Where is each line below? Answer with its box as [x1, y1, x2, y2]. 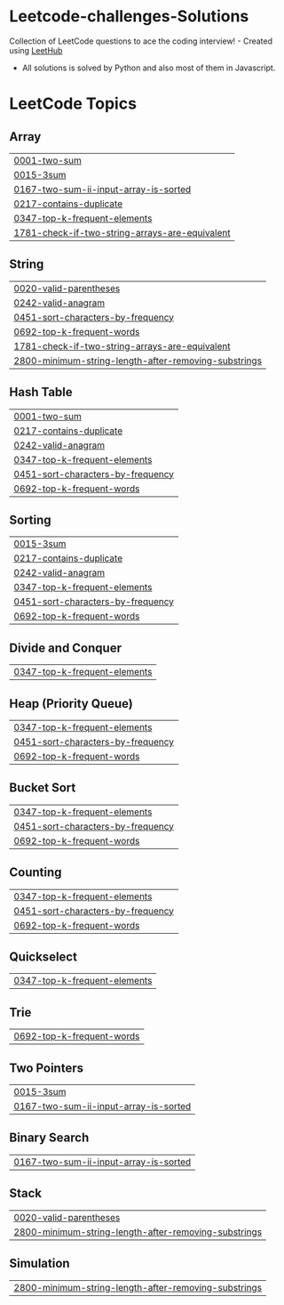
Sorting [9, 512, 51, 527]
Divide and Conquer [9, 640, 122, 655]
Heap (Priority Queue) [9, 696, 133, 711]
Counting [9, 865, 62, 880]
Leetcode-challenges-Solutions [9, 6, 249, 27]
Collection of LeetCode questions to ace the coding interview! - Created [9, 36, 273, 46]
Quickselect [9, 950, 78, 965]
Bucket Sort [9, 781, 76, 796]
